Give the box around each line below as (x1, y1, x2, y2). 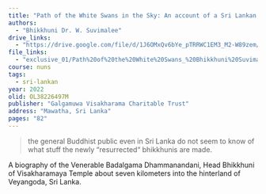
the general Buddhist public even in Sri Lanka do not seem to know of (27, 136, 255, 146)
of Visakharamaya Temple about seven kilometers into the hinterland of (8, 168, 241, 178)
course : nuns (8, 63, 51, 71)
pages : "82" (8, 115, 47, 123)
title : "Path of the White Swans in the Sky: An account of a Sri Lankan (8, 11, 257, 20)
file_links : (8, 48, 47, 56)
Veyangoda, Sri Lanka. (8, 177, 82, 186)
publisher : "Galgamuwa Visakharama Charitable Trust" (8, 100, 190, 108)
